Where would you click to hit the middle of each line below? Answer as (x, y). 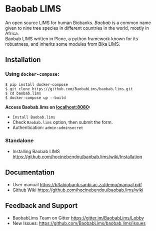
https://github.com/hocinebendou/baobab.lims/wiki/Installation (77, 157)
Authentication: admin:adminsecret (48, 127)
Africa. (12, 33)
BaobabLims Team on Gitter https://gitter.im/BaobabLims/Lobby (78, 218)
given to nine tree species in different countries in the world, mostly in (77, 28)
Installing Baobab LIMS (36, 151)
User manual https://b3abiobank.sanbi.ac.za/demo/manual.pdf (77, 184)
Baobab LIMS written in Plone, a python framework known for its (72, 39)
